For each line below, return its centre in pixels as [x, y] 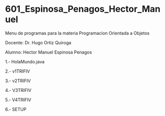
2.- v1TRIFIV [18, 71]
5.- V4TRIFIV [18, 100]
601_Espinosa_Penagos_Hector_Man [83, 9]
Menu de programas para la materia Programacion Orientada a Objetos [77, 33]
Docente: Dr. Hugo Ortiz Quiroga [38, 42]
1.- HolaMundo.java [25, 61]
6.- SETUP [16, 109]
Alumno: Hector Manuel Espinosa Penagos [49, 52]
